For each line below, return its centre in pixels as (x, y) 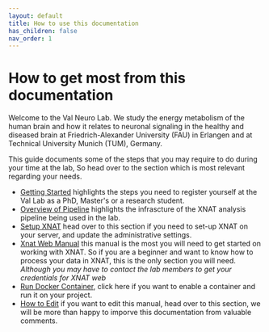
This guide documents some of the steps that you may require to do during (133, 159)
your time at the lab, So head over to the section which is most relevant (126, 168)
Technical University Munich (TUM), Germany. (86, 144)
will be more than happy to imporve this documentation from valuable (136, 313)
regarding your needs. (45, 177)
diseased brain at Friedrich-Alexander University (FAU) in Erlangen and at (130, 135)
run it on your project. (56, 295)
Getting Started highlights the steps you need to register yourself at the (139, 192)
